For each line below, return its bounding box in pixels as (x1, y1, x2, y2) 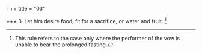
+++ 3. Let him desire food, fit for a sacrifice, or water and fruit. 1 (6, 17, 167, 24)
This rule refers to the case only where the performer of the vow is (14, 34, 180, 42)
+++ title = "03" (6, 5, 46, 12)
